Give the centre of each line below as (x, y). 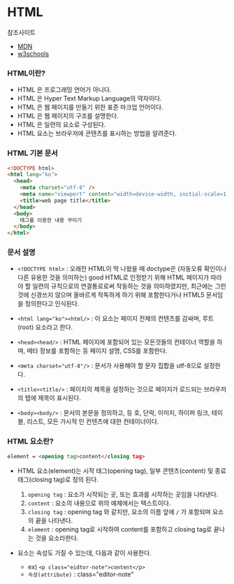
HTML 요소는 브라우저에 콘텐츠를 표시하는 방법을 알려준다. (97, 133)
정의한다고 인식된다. (52, 304)
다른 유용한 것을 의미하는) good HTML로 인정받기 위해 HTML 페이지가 (113, 277)
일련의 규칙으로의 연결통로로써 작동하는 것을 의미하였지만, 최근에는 (123, 286)
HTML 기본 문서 (32, 153)
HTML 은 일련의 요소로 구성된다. (61, 125)
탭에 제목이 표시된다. (53, 398)
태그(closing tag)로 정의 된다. (58, 479)
